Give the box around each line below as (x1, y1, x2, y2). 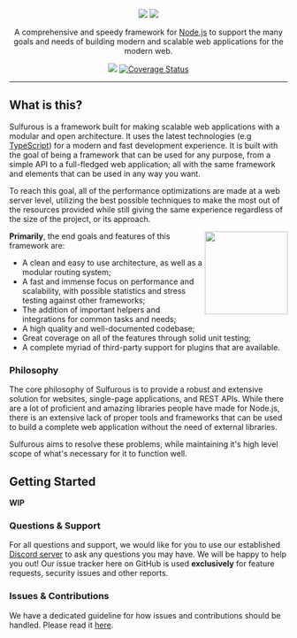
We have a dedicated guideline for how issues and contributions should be (9, 610, 281, 620)
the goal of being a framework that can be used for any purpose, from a (9, 150, 271, 160)
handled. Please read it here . (9, 619, 114, 630)
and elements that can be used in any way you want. (9, 168, 201, 179)
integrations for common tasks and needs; (21, 313, 177, 324)
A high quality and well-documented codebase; (21, 323, 195, 334)
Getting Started (9, 473, 96, 489)
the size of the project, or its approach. (9, 213, 151, 224)
